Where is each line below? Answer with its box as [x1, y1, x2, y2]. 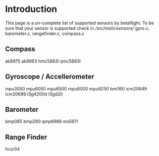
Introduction [5, 3, 57, 15]
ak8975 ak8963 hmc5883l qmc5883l [5, 58, 81, 64]
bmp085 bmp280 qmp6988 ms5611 [5, 118, 78, 125]
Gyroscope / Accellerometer [5, 73, 95, 81]
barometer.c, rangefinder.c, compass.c [5, 30, 85, 36]
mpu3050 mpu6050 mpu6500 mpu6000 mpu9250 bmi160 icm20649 [5, 85, 147, 91]
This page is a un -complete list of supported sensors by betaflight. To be [5, 20, 155, 26]
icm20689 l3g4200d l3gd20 [5, 91, 63, 97]
